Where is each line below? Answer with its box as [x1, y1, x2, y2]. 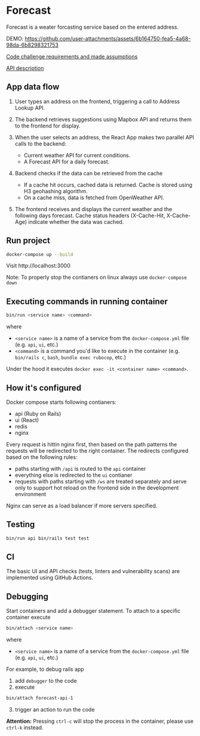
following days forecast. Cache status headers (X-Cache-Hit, [14, 212, 165, 219]
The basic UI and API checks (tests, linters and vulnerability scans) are [6, 568, 180, 575]
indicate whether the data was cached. [28, 218, 124, 225]
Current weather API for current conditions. [23, 151, 131, 159]
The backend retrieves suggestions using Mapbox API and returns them [14, 115, 192, 123]
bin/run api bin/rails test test [6, 535, 90, 542]
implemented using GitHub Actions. [6, 574, 94, 581]
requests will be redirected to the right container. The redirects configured [6, 447, 189, 454]
